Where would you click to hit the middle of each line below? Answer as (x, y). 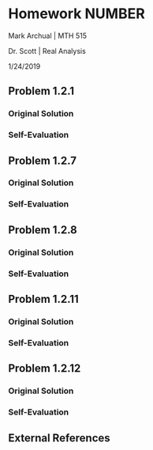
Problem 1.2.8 (43, 230)
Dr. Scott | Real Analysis (47, 51)
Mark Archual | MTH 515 (47, 36)
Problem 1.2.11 (43, 299)
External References (59, 438)
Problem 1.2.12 (45, 369)
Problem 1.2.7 (43, 160)
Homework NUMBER (77, 14)
